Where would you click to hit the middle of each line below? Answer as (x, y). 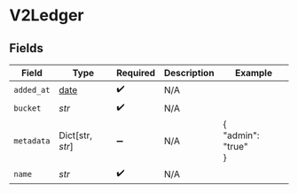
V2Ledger (47, 15)
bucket (27, 108)
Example (254, 73)
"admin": (241, 135)
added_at (32, 90)
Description (189, 73)
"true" (235, 147)
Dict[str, (76, 135)
